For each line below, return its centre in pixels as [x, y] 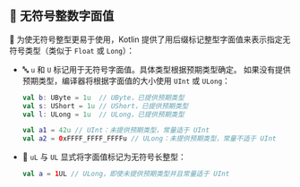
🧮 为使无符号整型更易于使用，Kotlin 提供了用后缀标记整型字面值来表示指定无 [150, 39]
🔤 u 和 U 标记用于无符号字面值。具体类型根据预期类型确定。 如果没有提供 [156, 69]
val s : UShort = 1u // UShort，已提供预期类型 [105, 106]
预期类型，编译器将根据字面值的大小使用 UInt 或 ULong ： [126, 81]
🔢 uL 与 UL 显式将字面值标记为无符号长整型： [104, 157]
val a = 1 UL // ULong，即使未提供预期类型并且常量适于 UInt [126, 174]
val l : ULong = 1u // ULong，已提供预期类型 [103, 115]
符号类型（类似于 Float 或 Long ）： [72, 50]
